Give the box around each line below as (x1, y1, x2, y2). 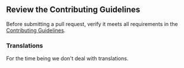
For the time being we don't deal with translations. (6, 55, 129, 62)
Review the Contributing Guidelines (6, 5, 141, 15)
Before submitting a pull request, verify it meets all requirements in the (6, 20, 178, 27)
